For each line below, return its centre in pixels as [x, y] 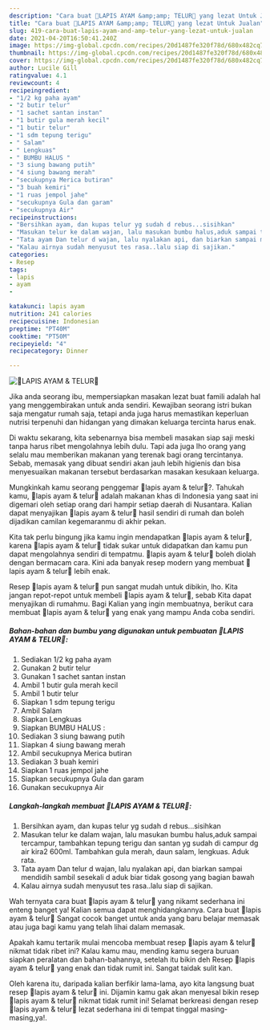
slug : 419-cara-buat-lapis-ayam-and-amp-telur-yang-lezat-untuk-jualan [131, 31]
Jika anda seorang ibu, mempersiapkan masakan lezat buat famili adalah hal [135, 397]
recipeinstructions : [44, 218]
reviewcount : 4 [34, 83]
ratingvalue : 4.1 [38, 75]
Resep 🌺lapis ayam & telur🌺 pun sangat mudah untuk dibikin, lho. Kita [124, 587]
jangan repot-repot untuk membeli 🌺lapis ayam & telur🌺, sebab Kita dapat [130, 596]
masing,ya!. [28, 1018]
